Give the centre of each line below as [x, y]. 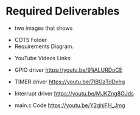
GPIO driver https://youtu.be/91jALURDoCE [68, 70]
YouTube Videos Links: [43, 58]
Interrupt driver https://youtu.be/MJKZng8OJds [74, 93]
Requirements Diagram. [44, 46]
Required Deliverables [63, 11]
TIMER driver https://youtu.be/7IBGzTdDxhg [70, 82]
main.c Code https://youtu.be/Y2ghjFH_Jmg [70, 105]
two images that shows [44, 28]
